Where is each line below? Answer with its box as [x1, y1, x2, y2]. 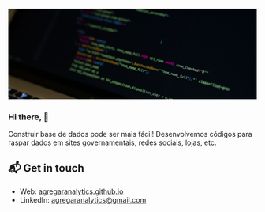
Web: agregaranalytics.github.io [19, 187, 124, 196]
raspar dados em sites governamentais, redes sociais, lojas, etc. [8, 138, 217, 147]
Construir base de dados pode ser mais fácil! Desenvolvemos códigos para [8, 129, 252, 138]
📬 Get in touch [8, 161, 84, 175]
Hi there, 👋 [8, 112, 50, 123]
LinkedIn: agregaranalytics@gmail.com [19, 195, 147, 204]
